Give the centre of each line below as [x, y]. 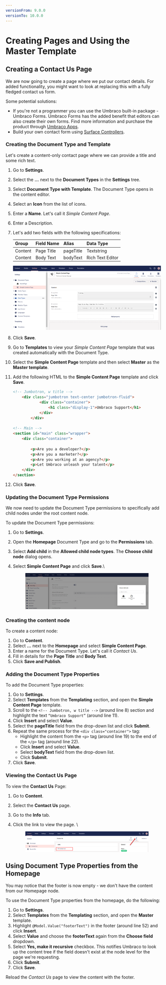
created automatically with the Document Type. [61, 353]
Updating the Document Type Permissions [57, 497]
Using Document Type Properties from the [72, 866]
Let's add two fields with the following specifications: [67, 232]
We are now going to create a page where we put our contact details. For [80, 81]
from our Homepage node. [33, 891]
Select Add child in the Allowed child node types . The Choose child [83, 551]
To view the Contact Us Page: [36, 786]
